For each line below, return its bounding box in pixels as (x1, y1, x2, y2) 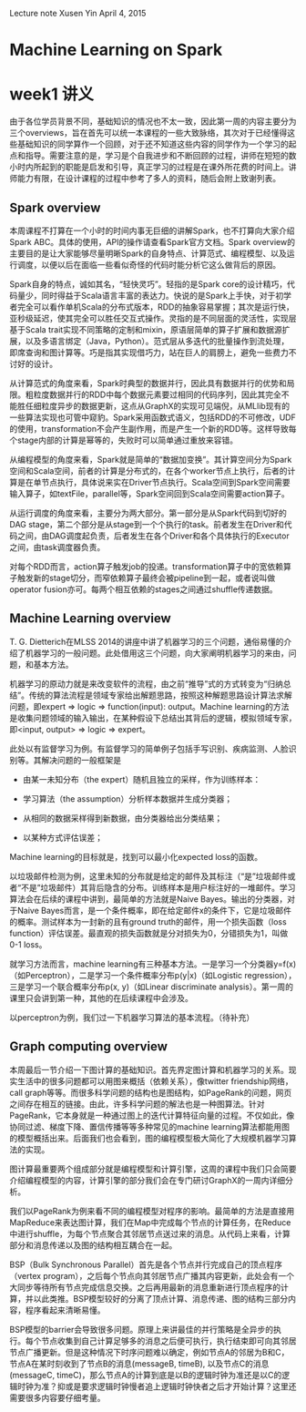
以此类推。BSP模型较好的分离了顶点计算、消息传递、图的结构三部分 (33, 1293, 289, 1304)
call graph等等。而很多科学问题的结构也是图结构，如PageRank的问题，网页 (9, 1087, 292, 1098)
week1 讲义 (9, 84, 94, 105)
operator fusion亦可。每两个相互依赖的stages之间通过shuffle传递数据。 (9, 583, 278, 595)
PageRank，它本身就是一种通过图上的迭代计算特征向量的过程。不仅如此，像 (9, 1110, 295, 1120)
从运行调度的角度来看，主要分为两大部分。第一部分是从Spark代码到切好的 (9, 507, 287, 518)
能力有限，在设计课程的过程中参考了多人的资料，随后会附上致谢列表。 (16, 173, 280, 184)
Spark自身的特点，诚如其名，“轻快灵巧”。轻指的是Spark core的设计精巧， (9, 278, 288, 290)
